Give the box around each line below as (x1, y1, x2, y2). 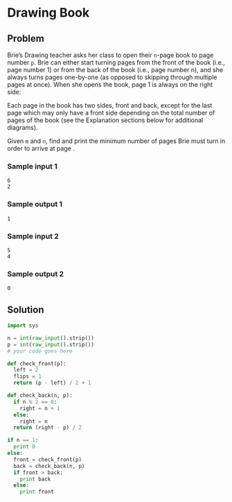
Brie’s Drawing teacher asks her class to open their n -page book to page (7, 51, 214, 59)
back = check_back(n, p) (13, 462, 85, 469)
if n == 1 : (7, 437, 39, 444)
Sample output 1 (7, 199, 63, 209)
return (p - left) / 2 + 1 (13, 380, 91, 387)
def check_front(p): (7, 360, 67, 367)
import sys (7, 322, 39, 329)
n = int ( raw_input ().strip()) (7, 335, 95, 342)
